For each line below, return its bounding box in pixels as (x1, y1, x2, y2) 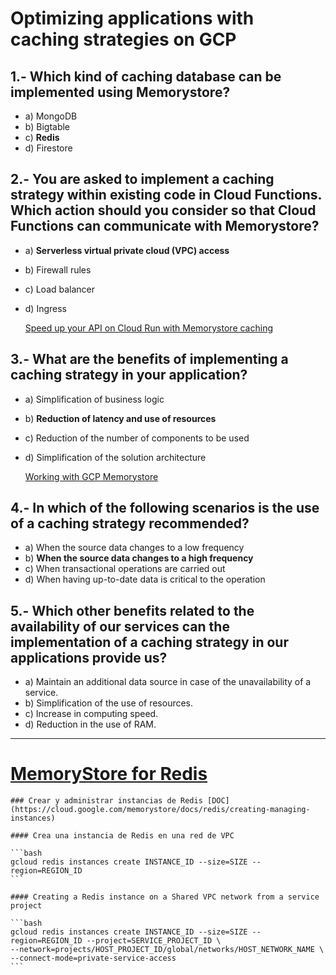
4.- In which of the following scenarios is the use (10, 500, 320, 517)
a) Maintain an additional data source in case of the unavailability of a (24, 676, 312, 688)
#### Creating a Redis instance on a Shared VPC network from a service (10, 892, 320, 902)
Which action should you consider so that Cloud (10, 202, 317, 219)
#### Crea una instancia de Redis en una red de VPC (10, 831, 235, 841)
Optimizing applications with (10, 7, 255, 30)
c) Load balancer (24, 283, 96, 295)
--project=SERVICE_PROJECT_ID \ (86, 936, 222, 946)
